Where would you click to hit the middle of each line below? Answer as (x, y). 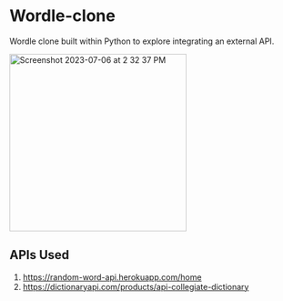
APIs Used (40, 255)
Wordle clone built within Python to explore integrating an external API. (142, 41)
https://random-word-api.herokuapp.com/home (112, 277)
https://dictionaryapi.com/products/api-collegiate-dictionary (136, 286)
